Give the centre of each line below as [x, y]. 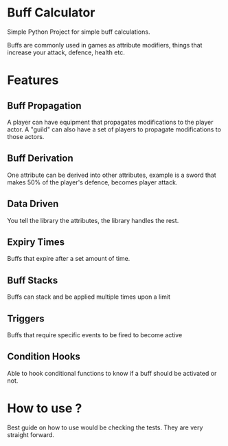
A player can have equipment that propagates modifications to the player [110, 122]
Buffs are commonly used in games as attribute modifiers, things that [105, 45]
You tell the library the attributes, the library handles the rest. [93, 220]
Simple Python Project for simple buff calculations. [79, 32]
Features [33, 80]
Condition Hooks [44, 357]
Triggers [26, 318]
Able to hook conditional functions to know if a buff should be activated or [112, 373]
